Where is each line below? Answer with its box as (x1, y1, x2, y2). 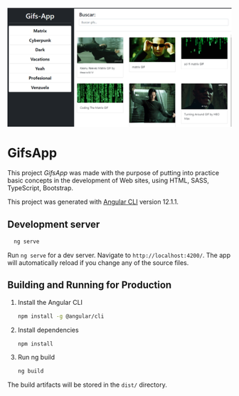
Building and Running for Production (7, 279, 172, 291)
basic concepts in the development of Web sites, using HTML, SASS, (7, 176, 210, 185)
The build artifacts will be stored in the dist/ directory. (7, 380, 167, 389)
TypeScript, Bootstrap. (7, 184, 73, 192)
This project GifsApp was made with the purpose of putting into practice (7, 169, 219, 177)
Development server (7, 218, 100, 230)
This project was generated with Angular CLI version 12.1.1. (7, 197, 179, 207)
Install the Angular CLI (17, 298, 83, 306)
